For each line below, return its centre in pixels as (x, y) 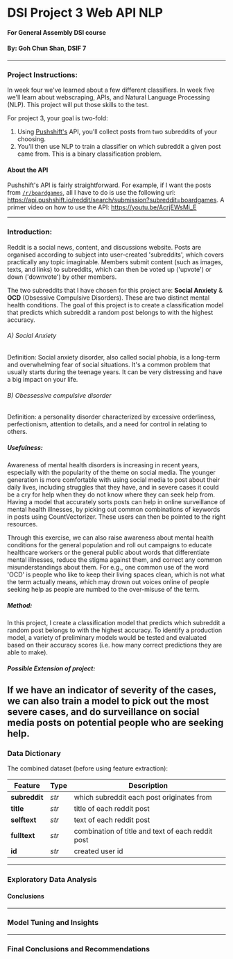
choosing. (32, 139)
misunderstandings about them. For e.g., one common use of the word (108, 567)
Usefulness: (25, 447)
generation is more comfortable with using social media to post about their (114, 480)
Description (148, 786)
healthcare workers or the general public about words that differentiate (109, 553)
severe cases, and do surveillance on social (103, 712)
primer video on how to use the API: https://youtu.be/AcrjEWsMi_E (102, 207)
